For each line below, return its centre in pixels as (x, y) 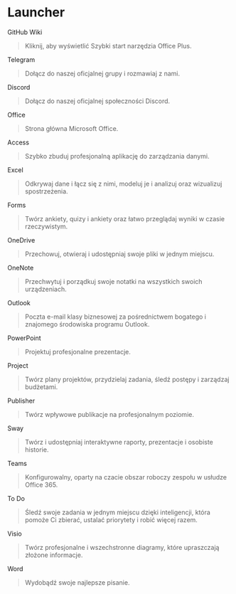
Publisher (21, 401)
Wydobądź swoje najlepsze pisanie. (77, 582)
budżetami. (41, 387)
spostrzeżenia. (47, 191)
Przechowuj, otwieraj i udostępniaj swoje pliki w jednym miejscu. (119, 254)
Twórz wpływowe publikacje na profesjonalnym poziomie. (109, 414)
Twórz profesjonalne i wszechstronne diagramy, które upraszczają (122, 547)
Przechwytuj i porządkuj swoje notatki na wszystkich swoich (113, 281)
